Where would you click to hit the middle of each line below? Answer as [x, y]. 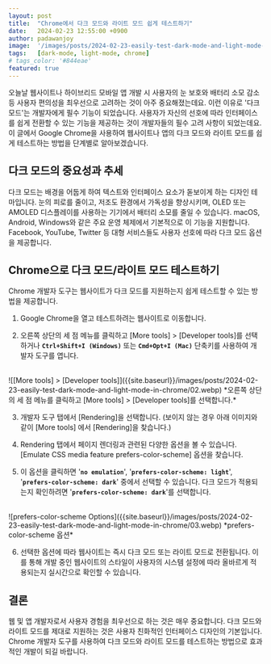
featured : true [34, 69]
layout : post [30, 16]
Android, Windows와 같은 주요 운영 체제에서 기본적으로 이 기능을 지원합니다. [129, 222]
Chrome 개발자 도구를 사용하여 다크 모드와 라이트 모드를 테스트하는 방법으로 [128, 641]
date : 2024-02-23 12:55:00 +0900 [68, 31]
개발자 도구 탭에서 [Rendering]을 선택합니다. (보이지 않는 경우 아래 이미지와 [139, 418]
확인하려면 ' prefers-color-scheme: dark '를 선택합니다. [123, 492]
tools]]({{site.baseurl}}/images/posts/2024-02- [179, 380]
